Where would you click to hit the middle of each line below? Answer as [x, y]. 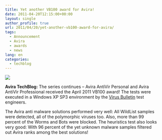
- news [16, 50]
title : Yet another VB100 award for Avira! [50, 9]
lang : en [14, 55]
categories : [17, 59]
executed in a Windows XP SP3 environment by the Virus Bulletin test [75, 97]
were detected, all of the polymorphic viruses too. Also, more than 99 [75, 117]
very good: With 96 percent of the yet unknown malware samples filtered [78, 127]
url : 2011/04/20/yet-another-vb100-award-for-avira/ [60, 28]
